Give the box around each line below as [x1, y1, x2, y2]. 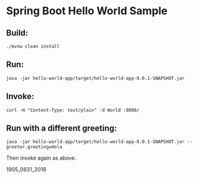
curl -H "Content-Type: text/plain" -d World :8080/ [6, 107, 140, 113]
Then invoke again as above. [6, 154, 77, 161]
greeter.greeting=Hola [6, 144, 62, 150]
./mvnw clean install [6, 43, 60, 49]
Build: [6, 28, 29, 38]
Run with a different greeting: [6, 123, 117, 133]
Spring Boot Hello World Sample [6, 4, 168, 18]
